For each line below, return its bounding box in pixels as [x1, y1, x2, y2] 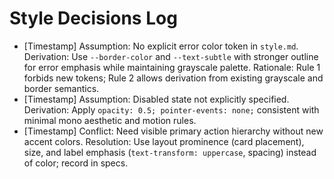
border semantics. [23, 82, 100, 94]
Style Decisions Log [9, 7, 178, 30]
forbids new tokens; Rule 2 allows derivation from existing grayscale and [23, 72, 324, 84]
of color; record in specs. [23, 157, 129, 169]
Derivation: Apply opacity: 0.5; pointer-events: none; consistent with [23, 103, 320, 116]
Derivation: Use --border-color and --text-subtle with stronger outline [23, 50, 319, 62]
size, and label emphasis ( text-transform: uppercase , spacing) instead [23, 146, 317, 158]
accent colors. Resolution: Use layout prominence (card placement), [23, 135, 305, 147]
